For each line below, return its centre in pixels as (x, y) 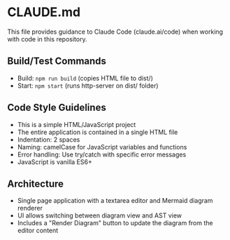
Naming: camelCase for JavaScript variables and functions (102, 147)
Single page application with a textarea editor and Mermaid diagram (115, 201)
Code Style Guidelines (57, 108)
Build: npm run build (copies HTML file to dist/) (85, 78)
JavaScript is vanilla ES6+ (55, 161)
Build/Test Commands (57, 61)
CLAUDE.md (44, 12)
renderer (30, 208)
